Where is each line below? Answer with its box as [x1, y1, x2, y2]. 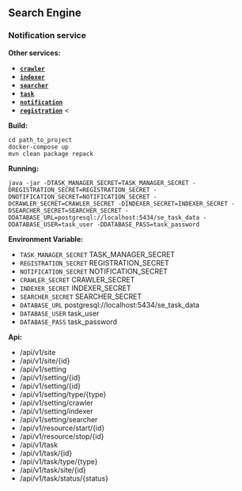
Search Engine [8, 6, 81, 20]
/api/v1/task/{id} [19, 448, 73, 458]
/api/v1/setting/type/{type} [19, 389, 107, 398]
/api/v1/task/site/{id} [19, 465, 87, 474]
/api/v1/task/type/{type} [19, 456, 98, 466]
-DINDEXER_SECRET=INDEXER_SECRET [117, 199, 228, 208]
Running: [8, 164, 40, 173]
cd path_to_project [8, 136, 73, 144]
